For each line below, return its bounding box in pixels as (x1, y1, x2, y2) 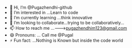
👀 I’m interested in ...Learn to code (9, 10, 78, 15)
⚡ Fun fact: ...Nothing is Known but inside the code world (9, 37, 123, 43)
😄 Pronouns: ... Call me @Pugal (9, 32, 73, 38)
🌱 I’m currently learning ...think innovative (9, 15, 93, 20)
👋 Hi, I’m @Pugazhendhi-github (9, 5, 73, 10)
